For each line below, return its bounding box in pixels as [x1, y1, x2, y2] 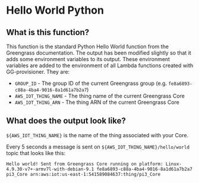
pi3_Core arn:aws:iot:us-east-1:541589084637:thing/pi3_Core [6, 171, 161, 177]
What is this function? [6, 27, 90, 37]
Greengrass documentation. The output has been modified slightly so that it [6, 49, 191, 56]
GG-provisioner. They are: [6, 68, 70, 75]
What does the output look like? [6, 116, 126, 126]
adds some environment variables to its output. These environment [6, 56, 170, 62]
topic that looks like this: [6, 149, 66, 156]
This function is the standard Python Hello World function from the [6, 43, 169, 50]
